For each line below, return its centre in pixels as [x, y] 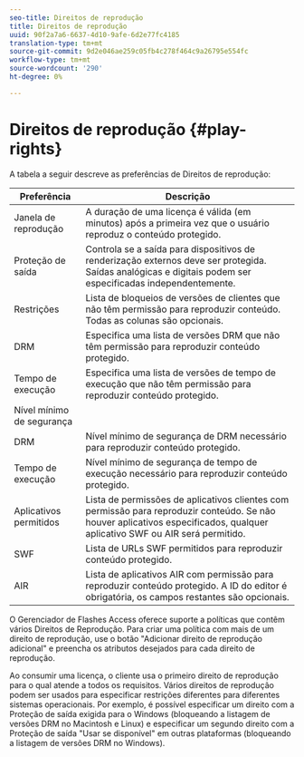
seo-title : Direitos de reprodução [76, 18]
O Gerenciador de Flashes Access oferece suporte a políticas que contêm [147, 619]
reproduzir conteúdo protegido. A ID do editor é [186, 586]
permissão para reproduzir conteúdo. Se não [180, 510]
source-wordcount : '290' [56, 69]
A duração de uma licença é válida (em [168, 211]
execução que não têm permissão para [168, 383]
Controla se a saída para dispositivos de [171, 248]
